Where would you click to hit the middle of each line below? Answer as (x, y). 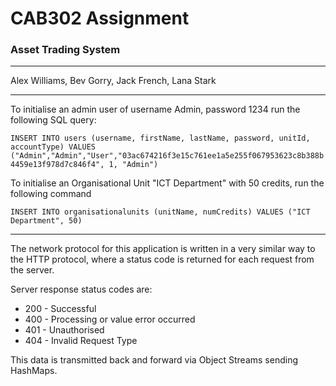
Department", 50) (46, 221)
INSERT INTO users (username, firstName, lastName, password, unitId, (160, 138)
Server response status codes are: (81, 289)
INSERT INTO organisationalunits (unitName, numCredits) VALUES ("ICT (160, 212)
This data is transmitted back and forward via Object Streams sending (154, 360)
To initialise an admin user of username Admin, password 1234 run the (155, 109)
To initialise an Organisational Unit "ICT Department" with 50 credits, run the (167, 183)
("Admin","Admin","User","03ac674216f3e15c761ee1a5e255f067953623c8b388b (167, 156)
